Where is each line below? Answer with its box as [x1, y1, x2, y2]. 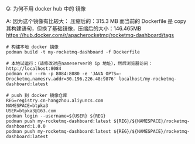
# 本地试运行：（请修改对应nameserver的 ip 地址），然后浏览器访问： [6, 61, 153, 66]
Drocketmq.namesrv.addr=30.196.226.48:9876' [6, 76, 117, 82]
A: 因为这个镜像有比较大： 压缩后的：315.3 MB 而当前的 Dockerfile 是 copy [6, 18, 186, 25]
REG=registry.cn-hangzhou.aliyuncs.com [6, 98, 104, 103]
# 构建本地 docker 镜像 [6, 44, 59, 50]
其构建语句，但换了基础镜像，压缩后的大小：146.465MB [6, 25, 142, 32]
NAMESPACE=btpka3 [6, 103, 49, 109]
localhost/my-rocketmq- [118, 76, 177, 82]
